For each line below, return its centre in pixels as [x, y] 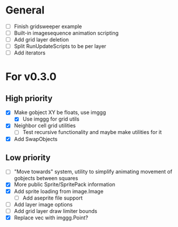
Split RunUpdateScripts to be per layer [60, 46]
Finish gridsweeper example [48, 26]
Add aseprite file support [53, 198]
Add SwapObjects [36, 139]
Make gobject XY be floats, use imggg [60, 112]
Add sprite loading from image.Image [59, 191]
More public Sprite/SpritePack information [64, 184]
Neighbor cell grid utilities [45, 126]
